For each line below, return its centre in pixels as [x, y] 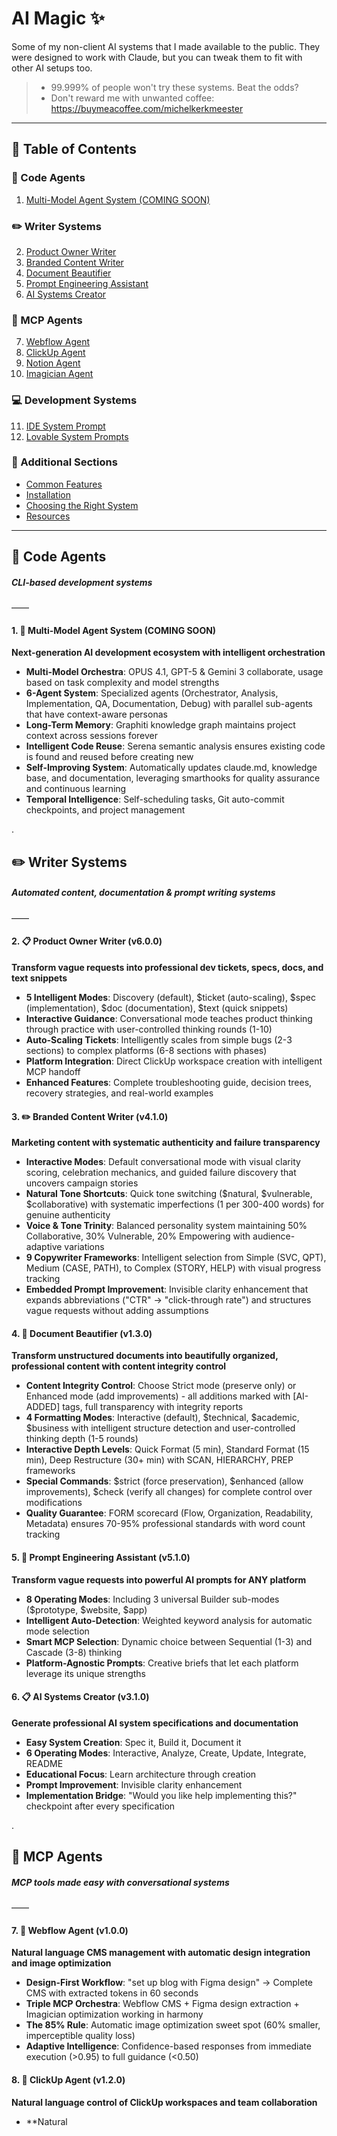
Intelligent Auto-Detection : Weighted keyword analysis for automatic [169, 1620]
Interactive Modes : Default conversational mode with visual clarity [163, 1162]
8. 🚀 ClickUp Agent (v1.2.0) [68, 2079]
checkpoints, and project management [105, 810]
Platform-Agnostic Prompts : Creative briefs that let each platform [162, 1663]
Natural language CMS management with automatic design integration [161, 1953]
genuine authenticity [68, 1215]
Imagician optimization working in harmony [114, 2014]
